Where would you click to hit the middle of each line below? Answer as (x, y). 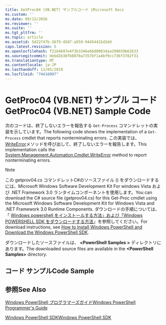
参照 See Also (26, 290)
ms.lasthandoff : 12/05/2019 (34, 70)
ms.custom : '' (20, 14)
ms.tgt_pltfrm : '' (24, 33)
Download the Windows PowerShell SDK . (47, 232)
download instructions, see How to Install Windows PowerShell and (74, 227)
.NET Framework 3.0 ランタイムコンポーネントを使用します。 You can (82, 192)
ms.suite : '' (19, 28)
